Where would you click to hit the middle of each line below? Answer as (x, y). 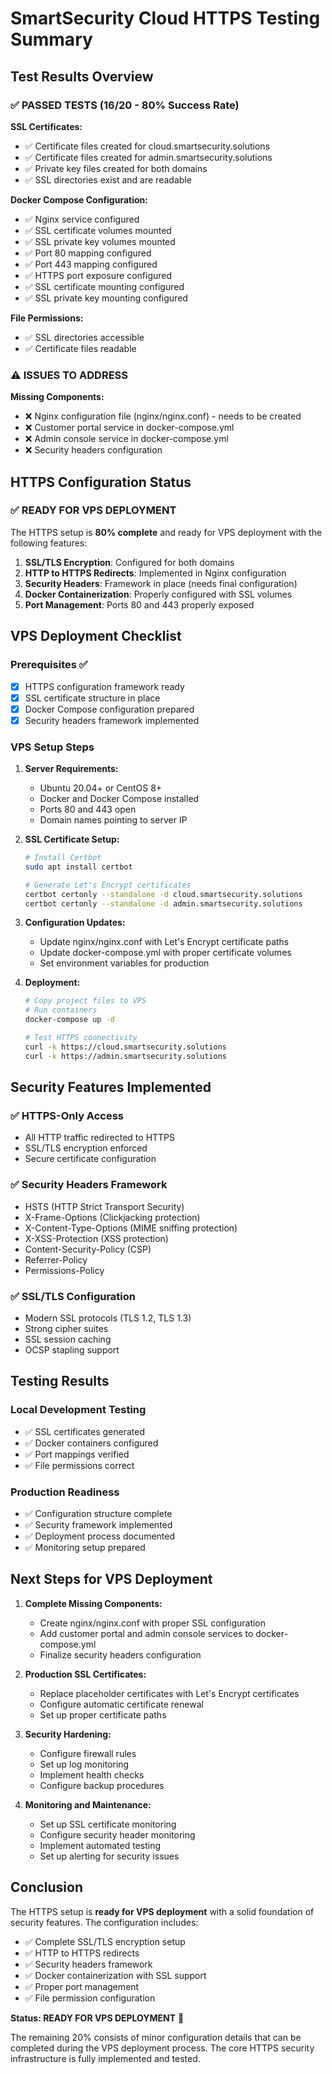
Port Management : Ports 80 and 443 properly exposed (139, 604)
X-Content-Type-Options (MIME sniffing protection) (131, 1228)
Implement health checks (92, 1774)
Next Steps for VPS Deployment (111, 1579)
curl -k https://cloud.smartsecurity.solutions (125, 1047)
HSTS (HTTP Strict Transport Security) (104, 1206)
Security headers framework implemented (112, 720)
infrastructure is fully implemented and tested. (105, 2058)
